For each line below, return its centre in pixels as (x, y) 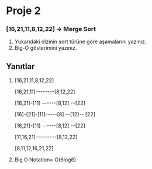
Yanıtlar (20, 66)
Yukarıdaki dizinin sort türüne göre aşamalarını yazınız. (80, 42)
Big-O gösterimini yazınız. (46, 48)
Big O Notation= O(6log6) (45, 160)
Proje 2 (23, 11)
